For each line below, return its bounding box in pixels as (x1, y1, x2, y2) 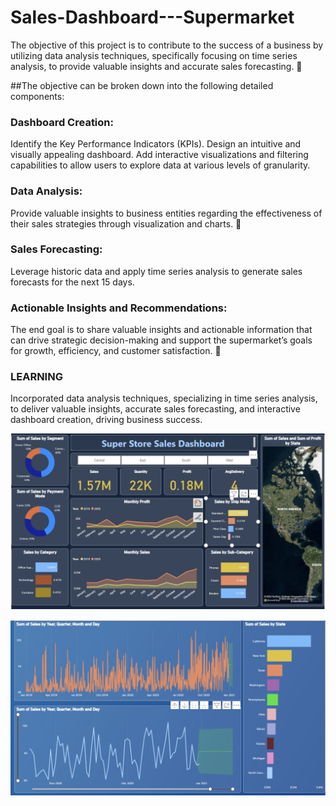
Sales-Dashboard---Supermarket (10, 6, 295, 29)
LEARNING (10, 370, 63, 384)
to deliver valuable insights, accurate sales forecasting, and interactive (10, 403, 301, 415)
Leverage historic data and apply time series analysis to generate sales (10, 265, 303, 277)
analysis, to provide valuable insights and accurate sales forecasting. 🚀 (10, 60, 303, 72)
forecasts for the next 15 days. (10, 276, 135, 288)
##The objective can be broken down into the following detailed (10, 79, 274, 91)
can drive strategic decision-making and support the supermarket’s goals (10, 334, 313, 346)
